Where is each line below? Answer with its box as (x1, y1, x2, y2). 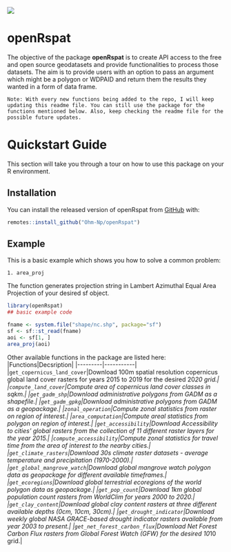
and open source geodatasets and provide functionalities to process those (7, 60, 219, 68)
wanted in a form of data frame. (7, 82, 98, 91)
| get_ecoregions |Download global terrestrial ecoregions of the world (7, 477, 202, 486)
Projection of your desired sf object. (7, 289, 110, 297)
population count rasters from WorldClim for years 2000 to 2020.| (7, 493, 195, 501)
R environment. (7, 166, 50, 175)
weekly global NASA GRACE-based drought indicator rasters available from (7, 515, 223, 523)
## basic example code (7, 309, 72, 316)
